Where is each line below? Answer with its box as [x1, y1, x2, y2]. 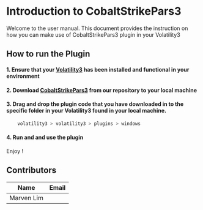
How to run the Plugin [6, 49, 90, 59]
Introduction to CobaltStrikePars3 [6, 4, 182, 18]
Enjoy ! [6, 147, 24, 154]
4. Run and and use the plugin [6, 133, 84, 141]
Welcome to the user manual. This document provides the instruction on [6, 24, 188, 32]
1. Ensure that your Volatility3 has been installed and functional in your [6, 66, 190, 73]
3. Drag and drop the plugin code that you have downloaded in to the [6, 100, 184, 108]
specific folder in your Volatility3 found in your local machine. [6, 107, 167, 114]
